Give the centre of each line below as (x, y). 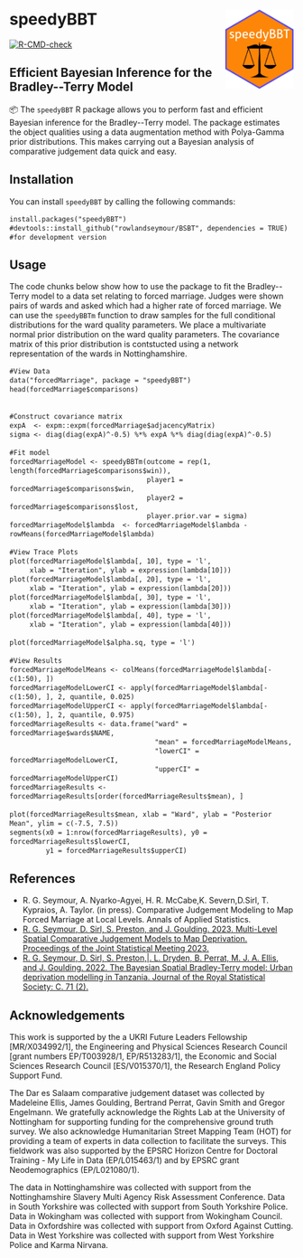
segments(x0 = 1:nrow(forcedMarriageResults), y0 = (108, 833)
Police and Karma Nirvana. (59, 1245)
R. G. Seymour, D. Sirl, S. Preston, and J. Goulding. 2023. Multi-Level (150, 929)
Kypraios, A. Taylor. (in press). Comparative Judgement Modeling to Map (158, 910)
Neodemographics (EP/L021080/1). (74, 1170)
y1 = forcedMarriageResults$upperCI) (116, 851)
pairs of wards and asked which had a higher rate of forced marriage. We (146, 306)
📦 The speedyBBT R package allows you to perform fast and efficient (136, 109)
